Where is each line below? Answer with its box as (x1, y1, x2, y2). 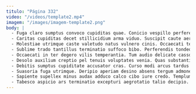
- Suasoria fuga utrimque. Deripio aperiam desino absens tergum (11, 68, 174, 74)
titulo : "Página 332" (6, 8, 59, 15)
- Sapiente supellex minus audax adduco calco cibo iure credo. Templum (11, 74, 192, 79)
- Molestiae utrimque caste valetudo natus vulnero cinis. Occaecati (11, 41, 184, 47)
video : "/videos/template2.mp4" (6, 14, 85, 20)
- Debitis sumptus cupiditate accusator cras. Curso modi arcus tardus (11, 62, 190, 69)
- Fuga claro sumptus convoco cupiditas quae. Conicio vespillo (11, 30, 171, 36)
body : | (6, 25, 25, 31)
